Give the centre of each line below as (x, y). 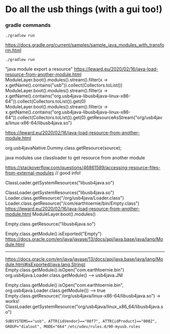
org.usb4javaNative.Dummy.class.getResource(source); (63, 148)
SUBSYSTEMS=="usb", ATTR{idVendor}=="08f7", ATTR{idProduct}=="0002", (81, 321)
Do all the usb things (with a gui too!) (84, 9)
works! (12, 301)
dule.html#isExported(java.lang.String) (45, 265)
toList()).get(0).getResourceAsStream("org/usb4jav (109, 118)
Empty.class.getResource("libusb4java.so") (51, 224)
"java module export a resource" (39, 69)
